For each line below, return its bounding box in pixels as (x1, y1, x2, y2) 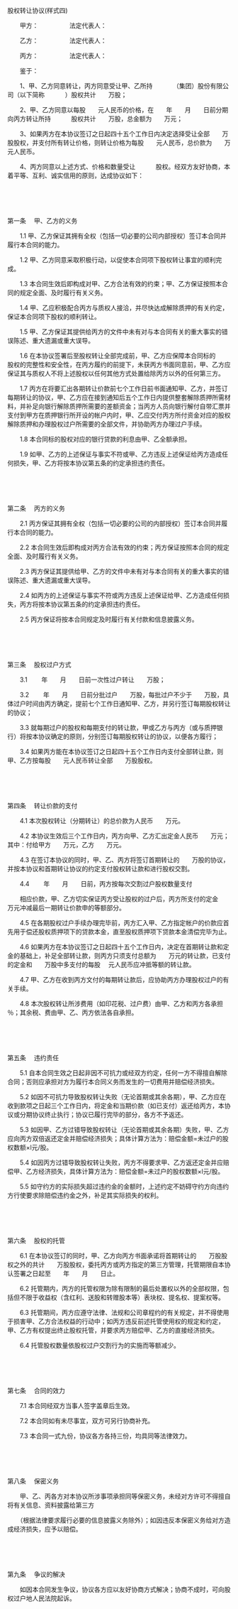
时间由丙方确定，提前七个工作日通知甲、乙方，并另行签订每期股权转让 (25, 699, 231, 708)
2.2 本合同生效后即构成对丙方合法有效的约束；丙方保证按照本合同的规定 (19, 543, 230, 552)
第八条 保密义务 (7, 1477, 59, 1485)
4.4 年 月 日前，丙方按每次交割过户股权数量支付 (19, 880, 193, 888)
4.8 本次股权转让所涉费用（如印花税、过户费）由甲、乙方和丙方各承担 (19, 1000, 223, 1008)
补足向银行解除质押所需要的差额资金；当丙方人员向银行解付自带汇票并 (25, 402, 231, 410)
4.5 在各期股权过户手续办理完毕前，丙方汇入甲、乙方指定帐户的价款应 (19, 919, 223, 927)
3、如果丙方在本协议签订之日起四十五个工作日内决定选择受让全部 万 (19, 130, 229, 138)
